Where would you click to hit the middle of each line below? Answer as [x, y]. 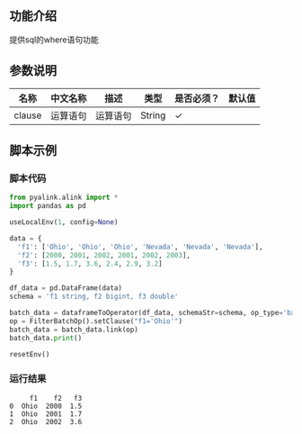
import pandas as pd [48, 206]
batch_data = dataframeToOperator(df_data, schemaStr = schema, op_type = [146, 313]
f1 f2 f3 [56, 398]
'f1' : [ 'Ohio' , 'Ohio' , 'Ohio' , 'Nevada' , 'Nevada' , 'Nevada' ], [140, 247]
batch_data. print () [46, 338]
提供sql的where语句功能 [54, 40]
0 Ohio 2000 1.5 [46, 406]
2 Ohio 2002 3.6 [46, 421]
